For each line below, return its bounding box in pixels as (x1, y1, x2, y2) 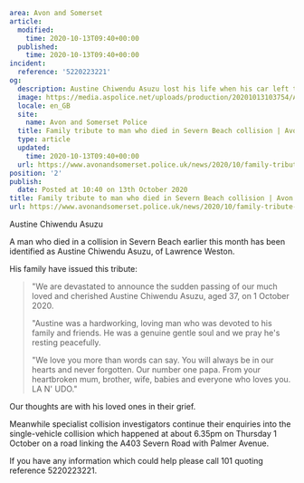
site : (17, 110, 39, 119)
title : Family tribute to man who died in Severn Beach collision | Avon (9, 194, 294, 203)
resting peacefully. (31, 337, 101, 348)
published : (17, 42, 59, 52)
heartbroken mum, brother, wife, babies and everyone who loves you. (31, 374, 291, 384)
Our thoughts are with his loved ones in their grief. (9, 401, 196, 411)
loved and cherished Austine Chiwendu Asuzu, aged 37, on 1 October (31, 291, 290, 301)
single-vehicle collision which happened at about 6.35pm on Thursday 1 (9, 429, 278, 439)
